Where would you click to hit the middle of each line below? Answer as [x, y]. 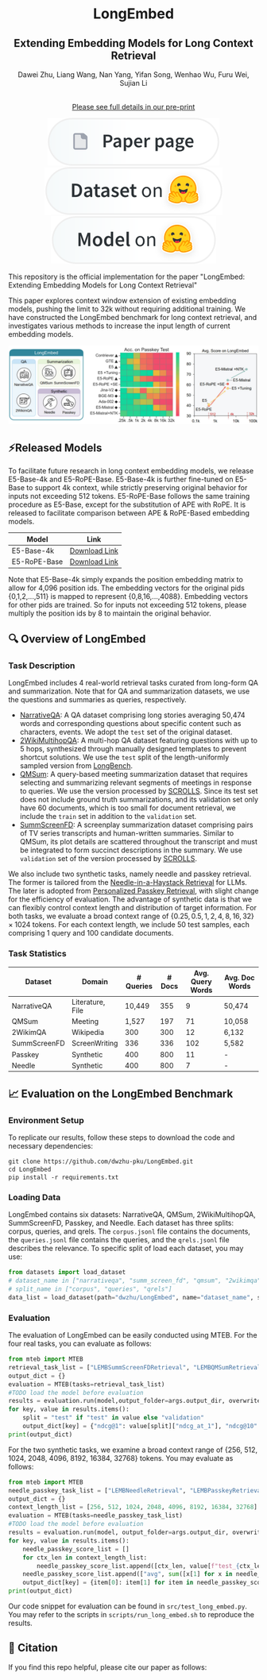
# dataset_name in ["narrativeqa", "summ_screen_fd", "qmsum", [115, 1281]
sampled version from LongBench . [76, 766]
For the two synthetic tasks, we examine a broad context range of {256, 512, [133, 1450]
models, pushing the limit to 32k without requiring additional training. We [127, 309]
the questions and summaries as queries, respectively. [97, 700]
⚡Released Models [55, 448]
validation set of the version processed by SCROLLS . [108, 859]
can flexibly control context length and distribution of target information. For [132, 908]
